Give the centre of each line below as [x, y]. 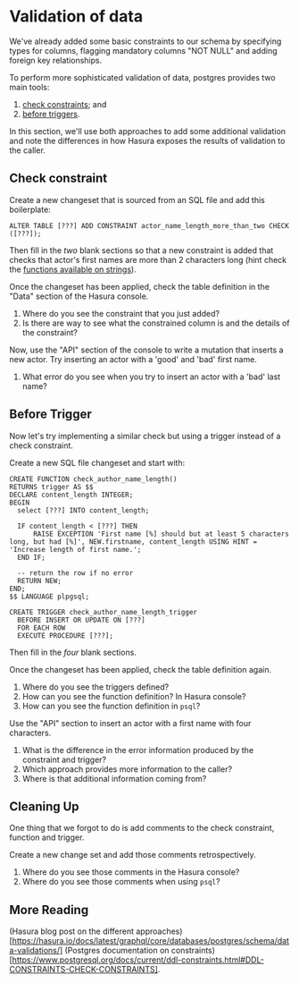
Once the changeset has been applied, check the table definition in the [140, 286]
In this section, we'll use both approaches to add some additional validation [148, 131]
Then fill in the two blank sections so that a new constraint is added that [141, 250]
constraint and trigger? [64, 759]
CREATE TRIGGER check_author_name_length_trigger [104, 612]
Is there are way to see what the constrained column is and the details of [156, 323]
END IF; [32, 557]
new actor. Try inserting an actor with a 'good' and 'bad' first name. [133, 359]
